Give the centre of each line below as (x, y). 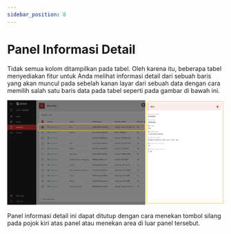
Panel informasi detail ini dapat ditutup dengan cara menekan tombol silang (114, 216)
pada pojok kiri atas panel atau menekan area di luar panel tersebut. (104, 223)
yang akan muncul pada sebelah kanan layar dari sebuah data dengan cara (114, 83)
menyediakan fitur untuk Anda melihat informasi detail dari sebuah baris (109, 76)
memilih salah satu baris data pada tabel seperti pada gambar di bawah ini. (114, 90)
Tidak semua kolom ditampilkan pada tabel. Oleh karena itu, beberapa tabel (114, 68)
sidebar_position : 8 (37, 14)
